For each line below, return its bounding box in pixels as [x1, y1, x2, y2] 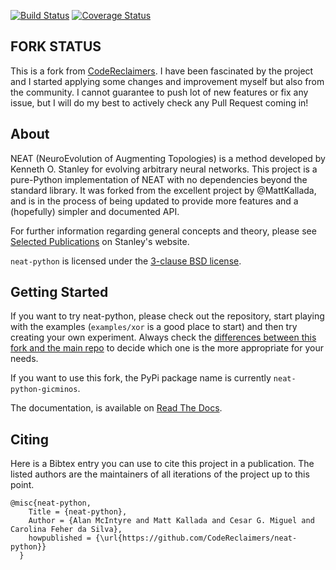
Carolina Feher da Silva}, [10, 525, 123, 535]
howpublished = [28, 533, 92, 544]
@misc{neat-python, [10, 498, 92, 509]
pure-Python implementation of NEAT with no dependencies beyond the [10, 173, 308, 185]
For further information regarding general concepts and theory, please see [10, 225, 317, 237]
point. [10, 479, 35, 491]
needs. [10, 353, 39, 365]
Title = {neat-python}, [28, 507, 128, 517]
